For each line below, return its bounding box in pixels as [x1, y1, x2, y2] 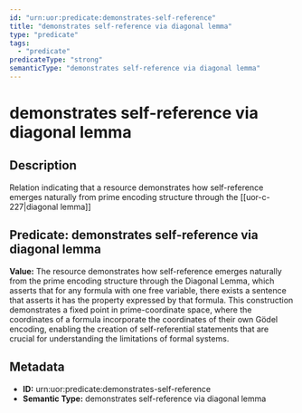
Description [9, 158, 77, 173]
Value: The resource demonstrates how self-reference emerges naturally [9, 265, 282, 276]
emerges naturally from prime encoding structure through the [9, 191, 239, 202]
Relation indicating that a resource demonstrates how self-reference [9, 182, 264, 193]
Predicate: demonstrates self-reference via [9, 227, 259, 243]
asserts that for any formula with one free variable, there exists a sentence [9, 284, 287, 295]
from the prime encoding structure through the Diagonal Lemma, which [9, 275, 275, 286]
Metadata [9, 360, 65, 375]
